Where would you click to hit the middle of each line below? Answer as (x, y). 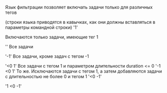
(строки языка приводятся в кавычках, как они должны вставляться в (80, 22)
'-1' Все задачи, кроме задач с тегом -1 (47, 56)
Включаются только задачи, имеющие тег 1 (52, 37)
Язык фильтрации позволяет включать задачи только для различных (79, 7)
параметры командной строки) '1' (41, 27)
